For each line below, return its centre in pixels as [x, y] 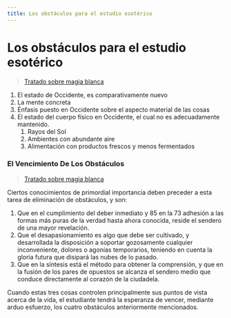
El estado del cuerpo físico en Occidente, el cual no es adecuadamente [118, 117]
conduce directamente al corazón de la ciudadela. [88, 279]
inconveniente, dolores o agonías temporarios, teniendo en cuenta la [114, 250]
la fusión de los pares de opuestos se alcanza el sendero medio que [114, 271]
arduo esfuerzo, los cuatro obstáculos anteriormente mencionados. [103, 307]
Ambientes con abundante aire [71, 139]
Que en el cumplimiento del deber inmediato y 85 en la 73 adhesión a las [120, 213]
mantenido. [33, 124]
